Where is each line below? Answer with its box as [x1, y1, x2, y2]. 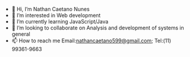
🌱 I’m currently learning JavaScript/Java [11, 18, 108, 25]
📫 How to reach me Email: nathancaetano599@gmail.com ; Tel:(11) [11, 37, 171, 44]
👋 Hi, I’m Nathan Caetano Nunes [11, 6, 90, 12]
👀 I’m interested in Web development [11, 12, 101, 19]
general [11, 31, 30, 38]
